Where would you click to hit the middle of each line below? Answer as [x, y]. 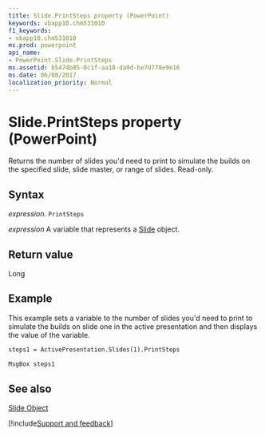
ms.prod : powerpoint [43, 46]
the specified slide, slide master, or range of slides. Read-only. [111, 169]
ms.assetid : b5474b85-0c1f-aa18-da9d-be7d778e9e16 [94, 68]
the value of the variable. [49, 335]
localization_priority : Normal [60, 82]
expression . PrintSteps [46, 214]
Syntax [26, 194]
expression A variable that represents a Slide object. [94, 229]
